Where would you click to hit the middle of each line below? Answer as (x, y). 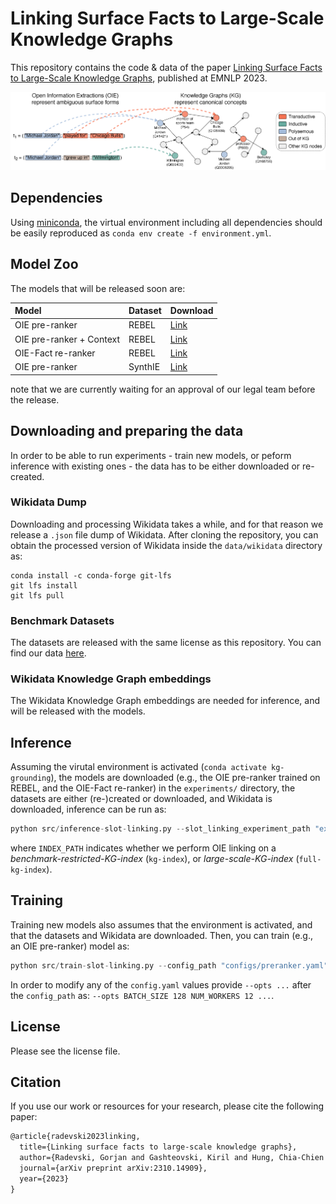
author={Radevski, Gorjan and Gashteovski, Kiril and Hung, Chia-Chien (172, 1158)
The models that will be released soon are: (98, 288)
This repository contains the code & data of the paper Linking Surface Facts (166, 67)
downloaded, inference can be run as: (88, 809)
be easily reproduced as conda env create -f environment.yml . (141, 233)
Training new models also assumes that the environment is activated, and (161, 924)
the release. (35, 399)
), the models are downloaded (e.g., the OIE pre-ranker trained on (185, 778)
